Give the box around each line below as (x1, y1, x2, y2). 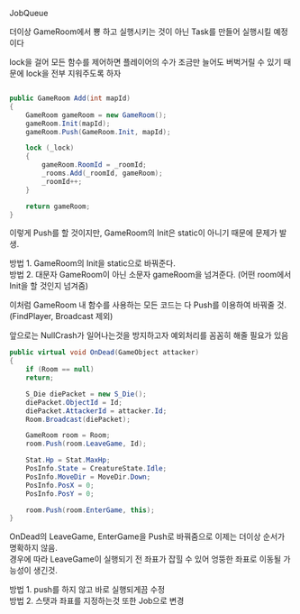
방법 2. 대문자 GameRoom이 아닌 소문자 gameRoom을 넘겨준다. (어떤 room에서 (9, 270, 292, 280)
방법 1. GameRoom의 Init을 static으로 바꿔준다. (9, 258, 176, 269)
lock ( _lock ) (25, 143, 75, 152)
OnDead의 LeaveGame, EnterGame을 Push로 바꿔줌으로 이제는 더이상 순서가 (9, 531, 286, 542)
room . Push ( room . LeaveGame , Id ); (25, 439, 147, 449)
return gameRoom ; (25, 202, 91, 211)
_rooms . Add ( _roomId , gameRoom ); (41, 169, 164, 178)
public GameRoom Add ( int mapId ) (9, 94, 131, 103)
